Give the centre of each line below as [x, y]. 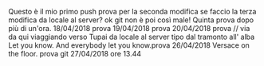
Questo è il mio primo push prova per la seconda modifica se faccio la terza [132, 12]
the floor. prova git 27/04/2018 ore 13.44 [75, 54]
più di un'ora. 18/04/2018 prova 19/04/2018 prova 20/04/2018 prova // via [129, 28]
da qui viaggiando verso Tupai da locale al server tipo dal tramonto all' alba [132, 37]
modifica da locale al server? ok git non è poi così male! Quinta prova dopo [131, 20]
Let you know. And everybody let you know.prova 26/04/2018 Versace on [129, 45]
